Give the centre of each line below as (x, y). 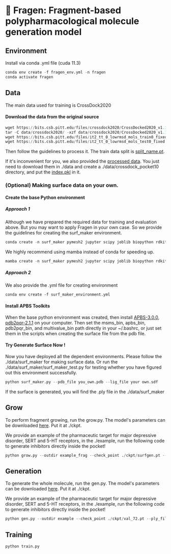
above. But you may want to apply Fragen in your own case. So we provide (84, 227)
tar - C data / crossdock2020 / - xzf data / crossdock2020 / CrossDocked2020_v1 (84, 132)
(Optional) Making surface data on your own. (62, 185)
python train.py (22, 546)
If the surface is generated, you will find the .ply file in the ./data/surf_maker (85, 392)
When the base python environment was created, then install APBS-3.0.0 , (82, 317)
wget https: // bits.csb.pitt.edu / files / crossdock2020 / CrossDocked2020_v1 (84, 127)
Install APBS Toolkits (27, 306)
